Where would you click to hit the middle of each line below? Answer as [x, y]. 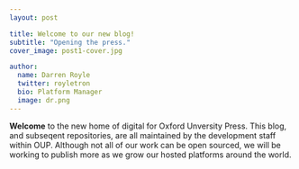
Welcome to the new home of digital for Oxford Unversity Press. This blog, [148, 126]
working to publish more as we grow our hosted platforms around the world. [150, 155]
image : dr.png [44, 100]
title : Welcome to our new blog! [72, 34]
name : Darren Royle [54, 76]
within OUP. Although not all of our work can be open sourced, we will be [145, 145]
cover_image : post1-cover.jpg [66, 50]
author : [24, 67]
